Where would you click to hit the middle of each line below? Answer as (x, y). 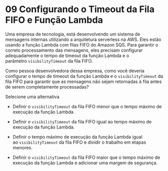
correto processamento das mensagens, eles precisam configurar (74, 50)
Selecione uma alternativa (32, 97)
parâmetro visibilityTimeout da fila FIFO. (49, 61)
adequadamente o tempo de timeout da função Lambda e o (67, 55)
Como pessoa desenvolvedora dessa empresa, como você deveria (75, 71)
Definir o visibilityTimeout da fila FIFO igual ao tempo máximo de (82, 121)
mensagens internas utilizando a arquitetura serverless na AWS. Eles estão (83, 39)
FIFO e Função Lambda (54, 20)
